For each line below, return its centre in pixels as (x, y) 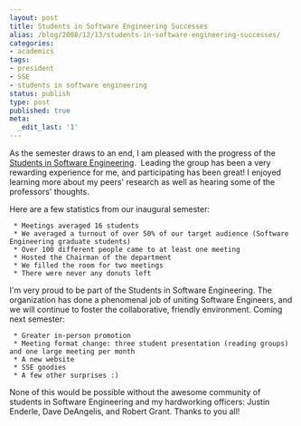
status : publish (40, 93)
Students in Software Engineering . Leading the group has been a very (140, 163)
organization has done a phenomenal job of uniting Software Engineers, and (151, 300)
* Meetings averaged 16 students (76, 226)
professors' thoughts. (50, 192)
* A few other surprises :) (66, 375)
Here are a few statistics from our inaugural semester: (110, 209)
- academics (32, 52)
